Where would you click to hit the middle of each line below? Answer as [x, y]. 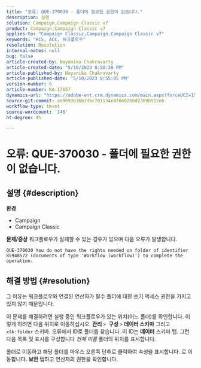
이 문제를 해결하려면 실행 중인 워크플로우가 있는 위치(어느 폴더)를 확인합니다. [95, 317]
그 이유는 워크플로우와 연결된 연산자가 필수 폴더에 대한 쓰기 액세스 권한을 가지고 [99, 296]
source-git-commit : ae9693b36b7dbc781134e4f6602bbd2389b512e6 [85, 101]
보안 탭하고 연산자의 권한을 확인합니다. [73, 359]
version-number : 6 [29, 84]
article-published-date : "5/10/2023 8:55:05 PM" [68, 78]
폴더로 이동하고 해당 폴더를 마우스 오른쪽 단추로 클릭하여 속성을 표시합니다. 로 [96, 352]
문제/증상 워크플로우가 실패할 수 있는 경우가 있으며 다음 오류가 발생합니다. [92, 239]
